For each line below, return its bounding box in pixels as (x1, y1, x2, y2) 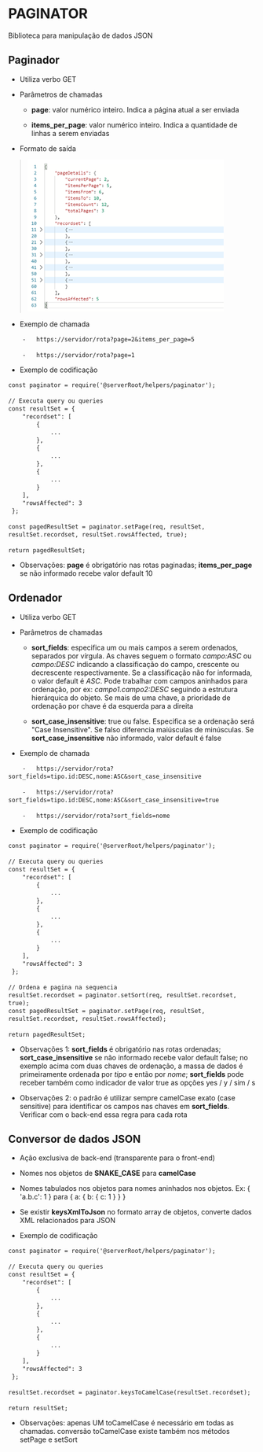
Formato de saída (19, 143, 77, 153)
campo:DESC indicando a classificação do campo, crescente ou (31, 659, 239, 669)
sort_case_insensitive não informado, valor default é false (31, 733, 222, 743)
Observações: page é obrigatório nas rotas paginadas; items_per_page (19, 560, 253, 569)
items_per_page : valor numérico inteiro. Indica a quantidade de (31, 120, 238, 130)
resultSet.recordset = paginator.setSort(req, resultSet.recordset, (8, 991, 237, 999)
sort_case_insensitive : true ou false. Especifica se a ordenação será (31, 717, 255, 726)
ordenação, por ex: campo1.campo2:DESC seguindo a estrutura (31, 684, 238, 694)
